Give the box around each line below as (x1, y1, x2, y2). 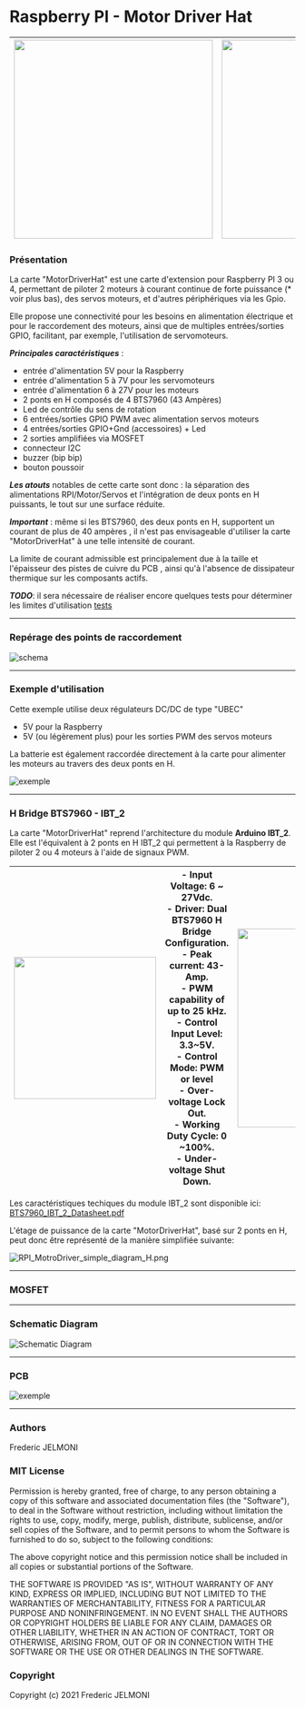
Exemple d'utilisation (9, 683, 104, 696)
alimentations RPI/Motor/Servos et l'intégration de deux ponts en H (9, 489, 261, 501)
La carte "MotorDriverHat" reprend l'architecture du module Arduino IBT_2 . (9, 828, 291, 839)
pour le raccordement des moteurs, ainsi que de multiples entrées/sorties (9, 321, 284, 332)
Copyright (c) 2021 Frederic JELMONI (9, 1689, 150, 1700)
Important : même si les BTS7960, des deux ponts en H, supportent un (9, 516, 275, 528)
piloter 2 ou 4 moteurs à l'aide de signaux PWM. (9, 847, 190, 858)
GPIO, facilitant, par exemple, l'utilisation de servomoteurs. (9, 330, 229, 342)
